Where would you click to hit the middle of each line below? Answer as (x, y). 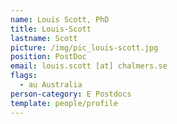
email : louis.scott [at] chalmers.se (89, 66)
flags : (24, 76)
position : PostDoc (48, 57)
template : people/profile (64, 103)
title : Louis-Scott (51, 29)
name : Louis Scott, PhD (60, 19)
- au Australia (51, 85)
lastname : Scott (44, 38)
